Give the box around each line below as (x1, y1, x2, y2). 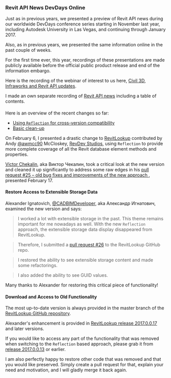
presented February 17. (5, 177, 53, 183)
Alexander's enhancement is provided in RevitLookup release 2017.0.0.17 (5, 320, 157, 327)
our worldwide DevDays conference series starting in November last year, (5, 21, 160, 27)
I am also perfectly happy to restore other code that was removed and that (5, 356, 161, 362)
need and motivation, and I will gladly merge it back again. (5, 367, 127, 373)
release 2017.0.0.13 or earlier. (5, 346, 66, 353)
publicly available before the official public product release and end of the (5, 63, 160, 69)
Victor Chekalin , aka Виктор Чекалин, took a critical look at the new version (5, 161, 164, 167)
